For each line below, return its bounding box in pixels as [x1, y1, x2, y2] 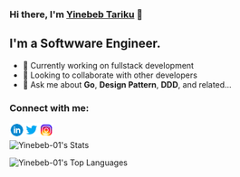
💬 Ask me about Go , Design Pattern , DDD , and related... [22, 79, 233, 89]
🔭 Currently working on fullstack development [22, 60, 195, 70]
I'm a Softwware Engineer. [9, 36, 161, 51]
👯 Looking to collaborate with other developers [22, 70, 197, 80]
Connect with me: [9, 101, 90, 114]
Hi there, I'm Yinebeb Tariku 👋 [9, 8, 143, 21]
